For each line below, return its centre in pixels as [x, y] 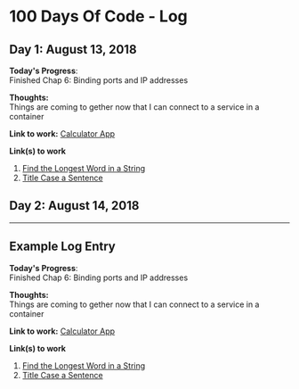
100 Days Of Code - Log [99, 17]
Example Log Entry [62, 247]
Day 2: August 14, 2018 [74, 206]
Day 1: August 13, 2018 [73, 50]
